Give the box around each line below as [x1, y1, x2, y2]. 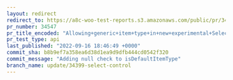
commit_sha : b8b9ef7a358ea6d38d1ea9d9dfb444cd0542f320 [6, 49, 169, 56]
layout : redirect [6, 10, 57, 17]
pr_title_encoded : [6, 29, 60, 37]
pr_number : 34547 [6, 23, 57, 30]
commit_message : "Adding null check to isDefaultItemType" [6, 56, 182, 63]
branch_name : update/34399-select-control [6, 62, 131, 69]
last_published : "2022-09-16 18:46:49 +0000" [6, 42, 140, 49]
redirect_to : [6, 17, 45, 24]
